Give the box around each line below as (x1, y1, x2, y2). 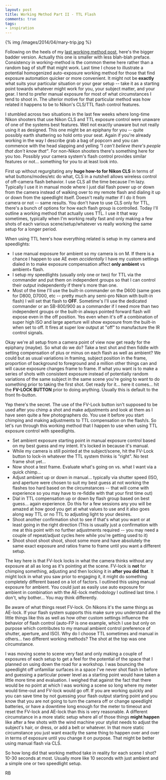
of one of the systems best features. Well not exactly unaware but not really (5, 122, 160, 128)
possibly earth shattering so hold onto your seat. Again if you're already (5, 132, 151, 138)
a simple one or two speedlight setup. (5, 761, 82, 767)
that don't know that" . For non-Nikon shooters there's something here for (5, 148, 155, 154)
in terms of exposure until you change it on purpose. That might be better (5, 735, 155, 741)
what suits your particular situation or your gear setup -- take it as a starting (5, 80, 160, 87)
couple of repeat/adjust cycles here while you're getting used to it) (12, 533, 148, 539)
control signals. (12, 330, 44, 336)
